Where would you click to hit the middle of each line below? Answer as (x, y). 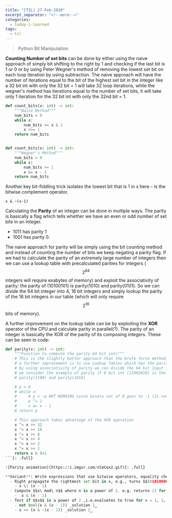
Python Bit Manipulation (43, 48)
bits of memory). (23, 314)
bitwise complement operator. (37, 192)
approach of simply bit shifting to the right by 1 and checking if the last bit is (85, 64)
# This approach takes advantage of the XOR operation (74, 420)
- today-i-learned (30, 24)
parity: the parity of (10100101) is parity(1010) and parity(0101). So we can (82, 285)
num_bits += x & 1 (43, 125)
